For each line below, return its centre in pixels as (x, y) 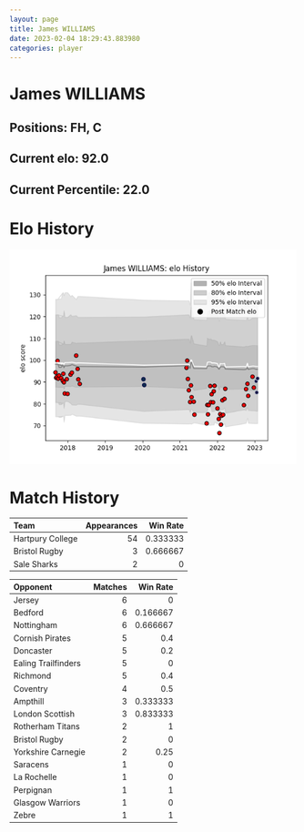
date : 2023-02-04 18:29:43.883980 (75, 38)
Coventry (30, 688)
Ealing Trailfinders (47, 664)
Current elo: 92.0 (59, 159)
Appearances (111, 525)
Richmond (32, 676)
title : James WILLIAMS (52, 29)
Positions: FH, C (56, 127)
